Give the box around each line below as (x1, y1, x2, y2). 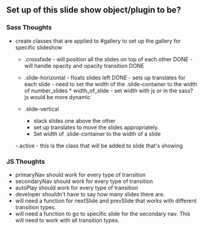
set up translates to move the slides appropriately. (33, 124, 159, 131)
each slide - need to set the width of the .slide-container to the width (24, 80, 198, 87)
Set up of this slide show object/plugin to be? (6, 5, 182, 15)
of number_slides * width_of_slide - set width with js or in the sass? (24, 87, 193, 94)
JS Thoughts (6, 157, 46, 166)
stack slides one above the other (33, 117, 116, 124)
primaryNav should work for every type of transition (15, 171, 146, 178)
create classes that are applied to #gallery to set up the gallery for (15, 37, 181, 45)
